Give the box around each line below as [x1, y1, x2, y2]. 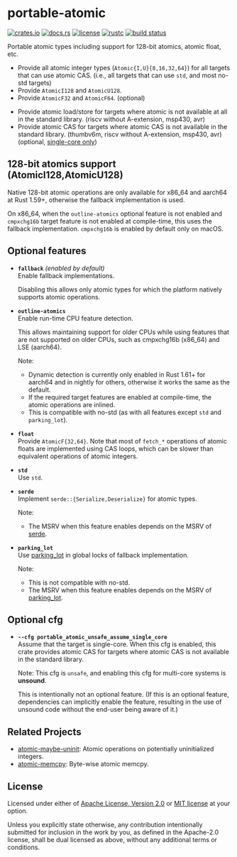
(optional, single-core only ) [17, 137, 97, 146]
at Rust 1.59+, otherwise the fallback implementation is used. [7, 195, 185, 204]
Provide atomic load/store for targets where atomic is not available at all [17, 107, 228, 116]
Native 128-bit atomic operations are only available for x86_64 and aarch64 [7, 188, 227, 197]
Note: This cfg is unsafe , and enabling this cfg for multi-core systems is [17, 669, 226, 678]
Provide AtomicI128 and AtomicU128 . [17, 86, 122, 94]
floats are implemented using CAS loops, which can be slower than [17, 444, 214, 453]
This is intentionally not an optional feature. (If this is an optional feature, [17, 690, 229, 699]
